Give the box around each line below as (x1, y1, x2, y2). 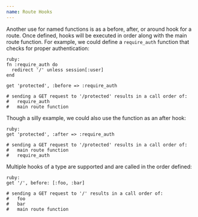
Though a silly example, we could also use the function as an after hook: (6, 114, 187, 121)
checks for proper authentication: (6, 45, 89, 52)
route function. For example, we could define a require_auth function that (6, 38, 190, 45)
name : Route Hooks (6, 8, 53, 15)
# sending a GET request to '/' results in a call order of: (6, 190, 164, 197)
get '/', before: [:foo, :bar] (6, 180, 85, 186)
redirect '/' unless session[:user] (11, 67, 104, 73)
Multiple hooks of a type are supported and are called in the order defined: (6, 163, 192, 170)
